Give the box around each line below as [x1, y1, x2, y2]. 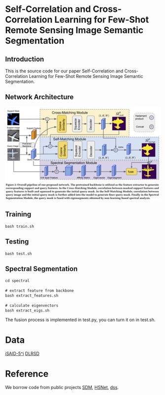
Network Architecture [5, 93, 74, 101]
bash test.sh [5, 251, 32, 256]
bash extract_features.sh [5, 293, 58, 298]
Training [5, 210, 32, 219]
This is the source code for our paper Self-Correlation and [5, 68, 124, 74]
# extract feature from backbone [5, 288, 74, 293]
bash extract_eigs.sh [5, 308, 50, 313]
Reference [5, 368, 48, 379]
